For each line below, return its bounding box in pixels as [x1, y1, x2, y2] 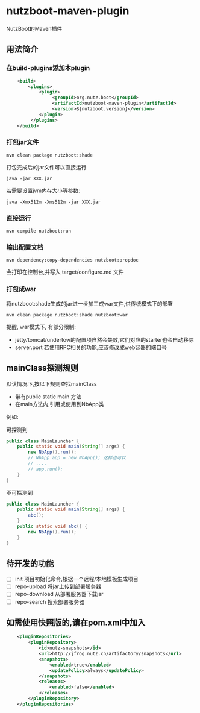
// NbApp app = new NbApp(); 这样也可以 [28, 455, 127, 461]
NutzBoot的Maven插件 [6, 25, 62, 32]
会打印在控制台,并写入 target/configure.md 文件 [6, 268, 124, 275]
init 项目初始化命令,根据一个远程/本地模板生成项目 [14, 576, 139, 583]
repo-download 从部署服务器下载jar [14, 591, 104, 598]
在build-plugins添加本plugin [6, 64, 90, 72]
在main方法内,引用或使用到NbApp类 [14, 400, 104, 407]
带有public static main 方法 [14, 393, 82, 400]
